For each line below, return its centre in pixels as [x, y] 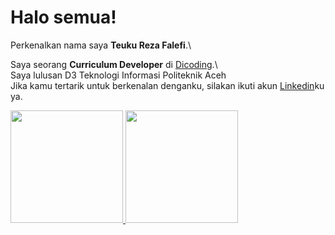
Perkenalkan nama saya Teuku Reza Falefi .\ [101, 45]
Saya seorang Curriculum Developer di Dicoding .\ [114, 64]
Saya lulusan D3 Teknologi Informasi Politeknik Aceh [118, 75]
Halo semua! [63, 17]
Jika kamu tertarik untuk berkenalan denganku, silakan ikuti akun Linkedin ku [167, 85]
